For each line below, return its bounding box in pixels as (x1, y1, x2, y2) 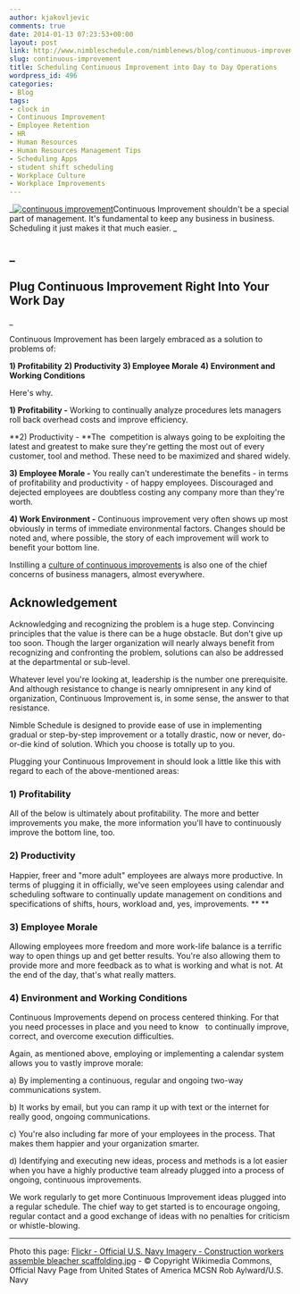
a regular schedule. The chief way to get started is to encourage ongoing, (9, 1201, 280, 1212)
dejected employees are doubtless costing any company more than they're (9, 487, 285, 498)
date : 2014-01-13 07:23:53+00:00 (9, 29, 134, 38)
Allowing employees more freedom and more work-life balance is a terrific (9, 941, 283, 952)
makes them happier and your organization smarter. (9, 1139, 200, 1149)
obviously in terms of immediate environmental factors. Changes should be (9, 524, 286, 534)
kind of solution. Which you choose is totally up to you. (33, 739, 236, 750)
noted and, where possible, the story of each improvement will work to (9, 533, 270, 543)
